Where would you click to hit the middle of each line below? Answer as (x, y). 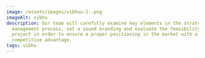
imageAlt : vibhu (27, 18)
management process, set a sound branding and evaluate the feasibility (106, 29)
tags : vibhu (21, 46)
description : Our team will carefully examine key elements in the (94, 23)
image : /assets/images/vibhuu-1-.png (54, 12)
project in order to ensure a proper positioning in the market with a (105, 34)
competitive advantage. (42, 40)
